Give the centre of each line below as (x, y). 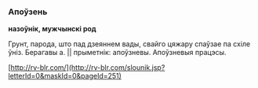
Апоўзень (28, 12)
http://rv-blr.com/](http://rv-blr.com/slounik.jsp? (88, 68)
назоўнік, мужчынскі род (52, 29)
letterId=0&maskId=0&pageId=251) (65, 76)
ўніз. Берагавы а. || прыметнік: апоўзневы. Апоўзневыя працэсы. (117, 53)
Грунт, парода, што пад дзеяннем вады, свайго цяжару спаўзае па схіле (129, 44)
